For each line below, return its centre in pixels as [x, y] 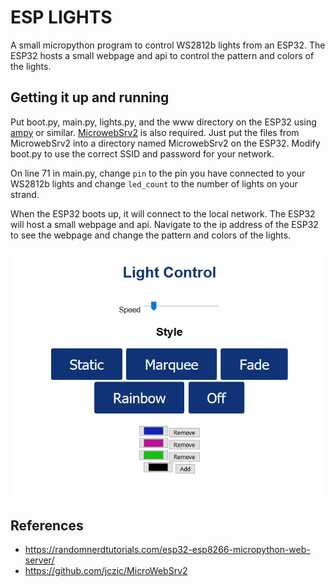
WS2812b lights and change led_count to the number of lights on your [154, 183]
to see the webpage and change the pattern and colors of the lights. [151, 235]
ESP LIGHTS [61, 17]
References [47, 525]
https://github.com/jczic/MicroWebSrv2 [106, 570]
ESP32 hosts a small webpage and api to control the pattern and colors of [162, 55]
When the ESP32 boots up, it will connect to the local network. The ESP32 [163, 213]
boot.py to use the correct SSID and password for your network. [142, 153]
